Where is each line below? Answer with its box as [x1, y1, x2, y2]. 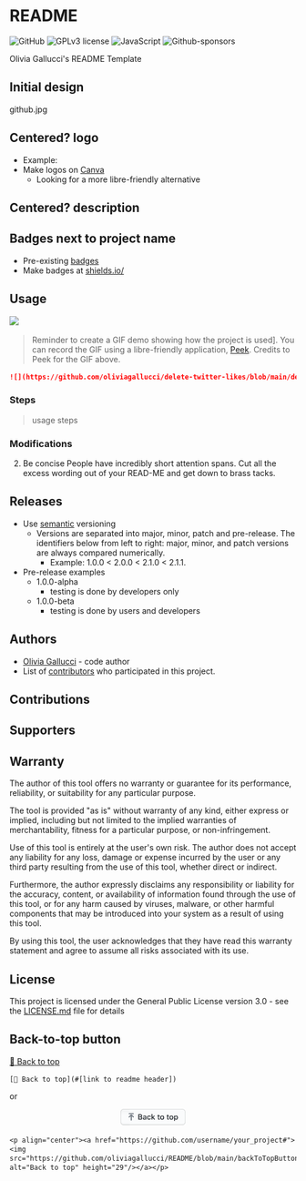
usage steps [31, 414, 78, 425]
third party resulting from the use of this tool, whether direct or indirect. [9, 861, 278, 872]
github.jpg [9, 104, 48, 115]
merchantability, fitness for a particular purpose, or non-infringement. [9, 825, 271, 836]
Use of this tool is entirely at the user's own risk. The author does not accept [9, 842, 297, 853]
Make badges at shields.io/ [22, 265, 125, 276]
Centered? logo [9, 130, 99, 146]
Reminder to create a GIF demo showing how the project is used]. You [31, 334, 295, 345]
